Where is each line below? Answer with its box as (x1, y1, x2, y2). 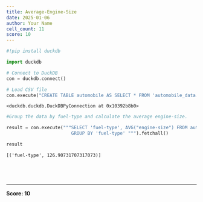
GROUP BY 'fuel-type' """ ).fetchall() (71, 130, 169, 136)
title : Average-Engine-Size (6, 8, 77, 15)
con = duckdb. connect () (6, 75, 66, 82)
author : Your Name (6, 20, 53, 26)
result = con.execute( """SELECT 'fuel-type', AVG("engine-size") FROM (6, 125, 188, 131)
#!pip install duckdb (6, 48, 61, 55)
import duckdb (6, 59, 42, 65)
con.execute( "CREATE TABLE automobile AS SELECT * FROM (6, 92, 150, 98)
